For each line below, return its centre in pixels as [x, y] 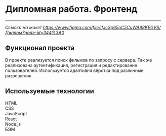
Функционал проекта [40, 48]
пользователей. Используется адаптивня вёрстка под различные [74, 70]
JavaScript [16, 113]
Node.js [13, 124]
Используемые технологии [50, 91]
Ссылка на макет [23, 27]
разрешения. [19, 75]
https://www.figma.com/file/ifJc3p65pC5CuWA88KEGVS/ [102, 27]
